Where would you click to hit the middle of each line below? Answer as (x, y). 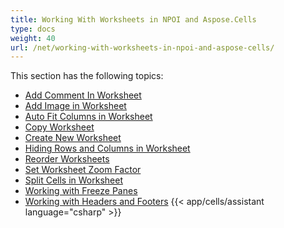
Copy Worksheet (59, 127)
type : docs (33, 29)
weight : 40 (33, 38)
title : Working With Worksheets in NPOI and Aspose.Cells (133, 19)
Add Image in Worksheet (75, 106)
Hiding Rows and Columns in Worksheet (107, 148)
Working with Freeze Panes (81, 191)
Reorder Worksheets (67, 159)
